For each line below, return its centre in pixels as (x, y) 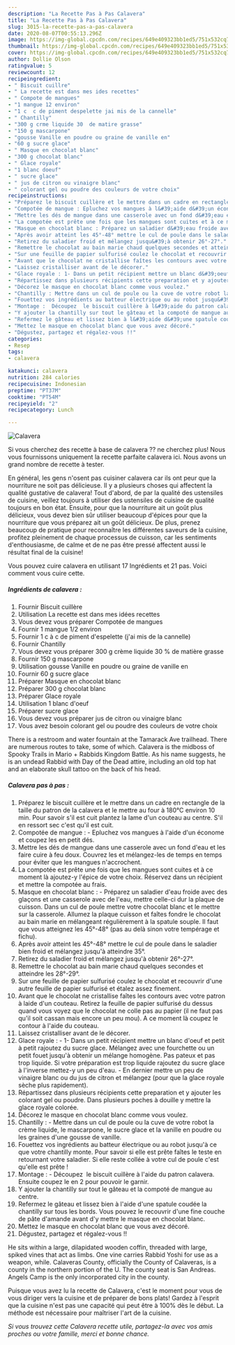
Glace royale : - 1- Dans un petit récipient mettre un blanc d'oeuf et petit (121, 1041)
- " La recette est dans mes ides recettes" (74, 92)
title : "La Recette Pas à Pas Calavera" (68, 20)
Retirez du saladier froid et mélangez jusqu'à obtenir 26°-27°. (106, 959)
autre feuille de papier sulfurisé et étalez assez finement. (100, 989)
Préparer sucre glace (48, 711)
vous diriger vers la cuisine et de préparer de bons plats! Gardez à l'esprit (113, 1298)
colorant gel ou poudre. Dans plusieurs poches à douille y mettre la (114, 1100)
